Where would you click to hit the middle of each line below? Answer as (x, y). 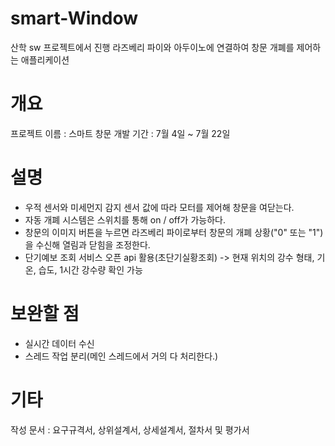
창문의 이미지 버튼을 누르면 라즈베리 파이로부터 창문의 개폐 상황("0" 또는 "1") (174, 232)
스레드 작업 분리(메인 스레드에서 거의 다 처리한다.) (121, 356)
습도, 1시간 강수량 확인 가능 (90, 269)
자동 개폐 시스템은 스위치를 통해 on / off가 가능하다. (125, 219)
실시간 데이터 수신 (59, 343)
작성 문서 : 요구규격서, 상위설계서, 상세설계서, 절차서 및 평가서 (130, 429)
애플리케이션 (45, 59)
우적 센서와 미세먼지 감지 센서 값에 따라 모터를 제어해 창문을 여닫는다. (159, 207)
